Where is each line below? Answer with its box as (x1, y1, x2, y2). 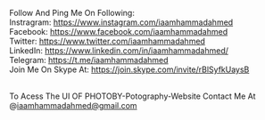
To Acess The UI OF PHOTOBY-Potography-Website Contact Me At (9, 91, 256, 101)
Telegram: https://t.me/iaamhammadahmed (9, 55, 169, 65)
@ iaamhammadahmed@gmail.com (9, 100, 137, 110)
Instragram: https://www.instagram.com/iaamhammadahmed (9, 17, 234, 28)
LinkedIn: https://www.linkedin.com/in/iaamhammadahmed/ (9, 45, 229, 56)
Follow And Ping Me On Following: (9, 8, 136, 18)
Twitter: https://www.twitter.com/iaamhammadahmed (9, 36, 205, 46)
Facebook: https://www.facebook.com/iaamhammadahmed (9, 27, 228, 36)
